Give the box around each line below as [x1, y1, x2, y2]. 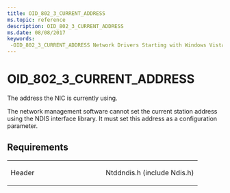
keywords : [7, 36, 36, 42]
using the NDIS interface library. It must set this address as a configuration [7, 114, 218, 123]
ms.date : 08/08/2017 [7, 29, 66, 36]
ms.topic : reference [7, 16, 66, 23]
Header [10, 168, 35, 177]
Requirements [7, 142, 68, 153]
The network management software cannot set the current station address [7, 107, 218, 115]
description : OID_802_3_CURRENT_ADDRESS [7, 23, 125, 29]
